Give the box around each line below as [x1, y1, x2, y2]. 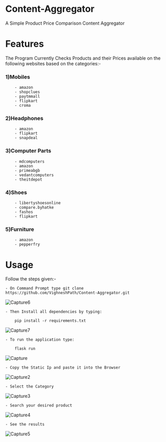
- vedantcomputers [14, 172, 54, 178]
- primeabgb [14, 168, 40, 173]
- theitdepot [14, 177, 43, 182]
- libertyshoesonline [14, 201, 61, 206]
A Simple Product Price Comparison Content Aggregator [5, 20, 125, 26]
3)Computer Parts [5, 147, 51, 155]
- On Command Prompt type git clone [5, 286, 84, 291]
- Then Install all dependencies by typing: [5, 309, 102, 315]
